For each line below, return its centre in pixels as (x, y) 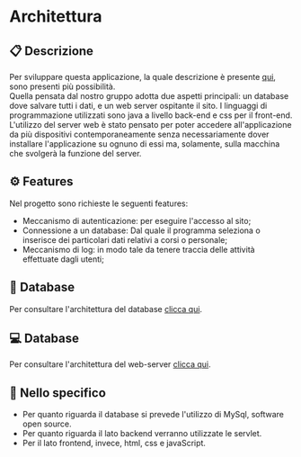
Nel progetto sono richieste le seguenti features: (99, 203)
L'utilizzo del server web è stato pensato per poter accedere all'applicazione (150, 125)
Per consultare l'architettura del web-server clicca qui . (110, 364)
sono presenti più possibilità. (62, 86)
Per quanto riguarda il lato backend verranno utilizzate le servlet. (142, 434)
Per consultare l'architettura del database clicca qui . (106, 309)
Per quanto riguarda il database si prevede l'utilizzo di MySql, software (153, 415)
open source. (47, 424)
